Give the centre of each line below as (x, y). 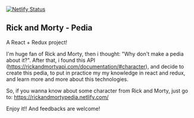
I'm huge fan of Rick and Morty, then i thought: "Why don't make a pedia (95, 54)
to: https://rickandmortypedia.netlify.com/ (57, 97)
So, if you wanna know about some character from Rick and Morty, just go (97, 91)
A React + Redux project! (37, 42)
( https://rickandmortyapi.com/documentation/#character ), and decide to (95, 66)
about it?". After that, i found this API (51, 60)
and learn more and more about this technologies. (68, 79)
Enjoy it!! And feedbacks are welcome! (53, 108)
